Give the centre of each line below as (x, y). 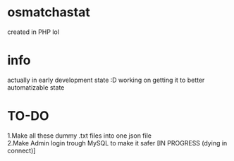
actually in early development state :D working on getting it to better (106, 80)
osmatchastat (49, 12)
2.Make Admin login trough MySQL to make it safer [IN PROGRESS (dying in (117, 143)
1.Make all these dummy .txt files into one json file (79, 136)
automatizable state (36, 87)
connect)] (21, 150)
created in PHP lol (33, 32)
